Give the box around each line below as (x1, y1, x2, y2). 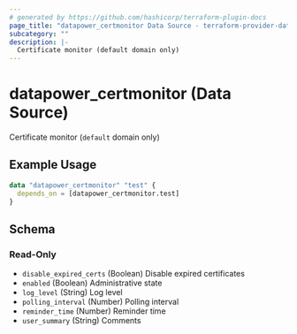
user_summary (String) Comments (21, 315, 141, 326)
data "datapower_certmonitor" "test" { (9, 180, 156, 190)
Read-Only (9, 248, 57, 261)
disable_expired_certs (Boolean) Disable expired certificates (21, 269, 246, 279)
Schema (9, 222, 56, 237)
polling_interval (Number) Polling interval (21, 297, 179, 307)
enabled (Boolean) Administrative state (21, 277, 163, 288)
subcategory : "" (9, 29, 69, 38)
